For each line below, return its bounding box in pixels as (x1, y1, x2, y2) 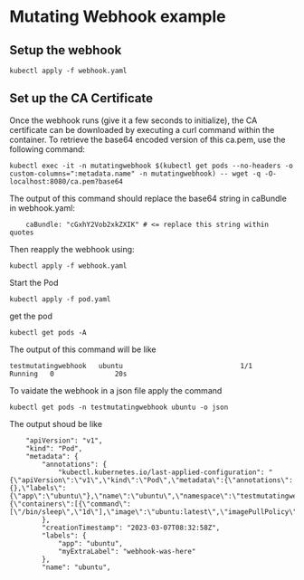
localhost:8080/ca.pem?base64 (9, 176, 124, 186)
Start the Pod (9, 277, 59, 288)
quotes (9, 228, 34, 237)
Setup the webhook (9, 43, 122, 58)
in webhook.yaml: (9, 202, 75, 214)
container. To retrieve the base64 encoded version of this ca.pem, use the (9, 134, 286, 145)
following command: (9, 143, 86, 155)
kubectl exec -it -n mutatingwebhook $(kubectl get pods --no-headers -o (9, 161, 294, 170)
